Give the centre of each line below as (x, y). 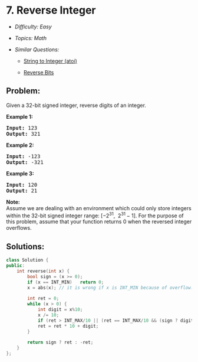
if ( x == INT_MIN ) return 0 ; (66, 282)
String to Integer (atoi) (50, 61)
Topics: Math (31, 38)
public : (16, 266)
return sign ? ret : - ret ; (60, 343)
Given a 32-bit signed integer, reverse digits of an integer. (76, 105)
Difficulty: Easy (33, 27)
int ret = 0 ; (43, 299)
